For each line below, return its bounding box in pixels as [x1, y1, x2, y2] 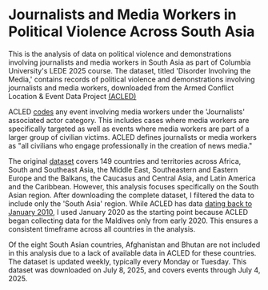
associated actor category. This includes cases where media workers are [8, 115, 250, 125]
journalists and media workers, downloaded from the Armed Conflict [8, 82, 234, 93]
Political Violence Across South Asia [8, 22, 255, 41]
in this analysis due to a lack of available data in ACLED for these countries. [8, 248, 257, 257]
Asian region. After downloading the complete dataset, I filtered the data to [8, 190, 254, 200]
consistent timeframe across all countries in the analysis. [8, 224, 196, 233]
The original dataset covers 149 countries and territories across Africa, [8, 156, 242, 165]
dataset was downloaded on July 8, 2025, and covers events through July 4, [8, 265, 261, 275]
